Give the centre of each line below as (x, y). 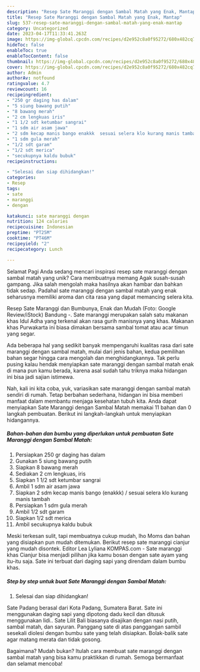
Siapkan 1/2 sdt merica (43, 518)
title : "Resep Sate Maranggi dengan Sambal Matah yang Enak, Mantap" (95, 17)
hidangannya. (23, 420)
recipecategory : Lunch (35, 249)
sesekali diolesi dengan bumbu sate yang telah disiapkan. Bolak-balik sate (97, 633)
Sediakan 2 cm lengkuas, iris (50, 474)
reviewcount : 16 (27, 89)
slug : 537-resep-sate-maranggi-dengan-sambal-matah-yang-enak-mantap (95, 23)
